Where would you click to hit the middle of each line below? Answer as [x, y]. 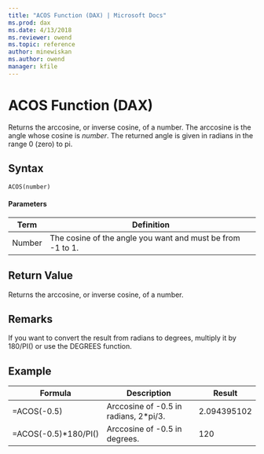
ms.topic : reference [42, 45]
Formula [55, 394]
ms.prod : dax [29, 23]
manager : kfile [33, 67]
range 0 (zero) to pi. [40, 144]
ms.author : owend [37, 60]
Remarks [31, 319]
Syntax [26, 168]
